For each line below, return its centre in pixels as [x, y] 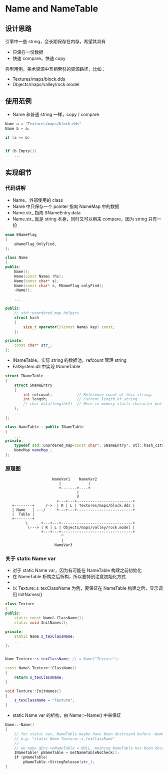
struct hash [26, 318]
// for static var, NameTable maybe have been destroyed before [82, 734]
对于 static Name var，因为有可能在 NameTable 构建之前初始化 [77, 570]
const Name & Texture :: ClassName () [41, 668]
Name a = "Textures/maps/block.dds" [43, 124]
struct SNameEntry [33, 385]
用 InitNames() [27, 595]
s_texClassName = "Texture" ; [44, 700]
